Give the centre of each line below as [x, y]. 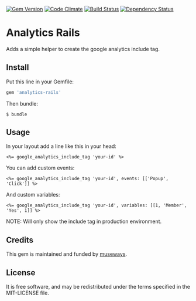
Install [18, 67]
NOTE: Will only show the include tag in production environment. [84, 221]
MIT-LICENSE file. [28, 293]
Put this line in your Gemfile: [40, 82]
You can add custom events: [40, 168]
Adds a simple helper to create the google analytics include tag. [83, 49]
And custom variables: [33, 195]
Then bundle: [22, 103]
